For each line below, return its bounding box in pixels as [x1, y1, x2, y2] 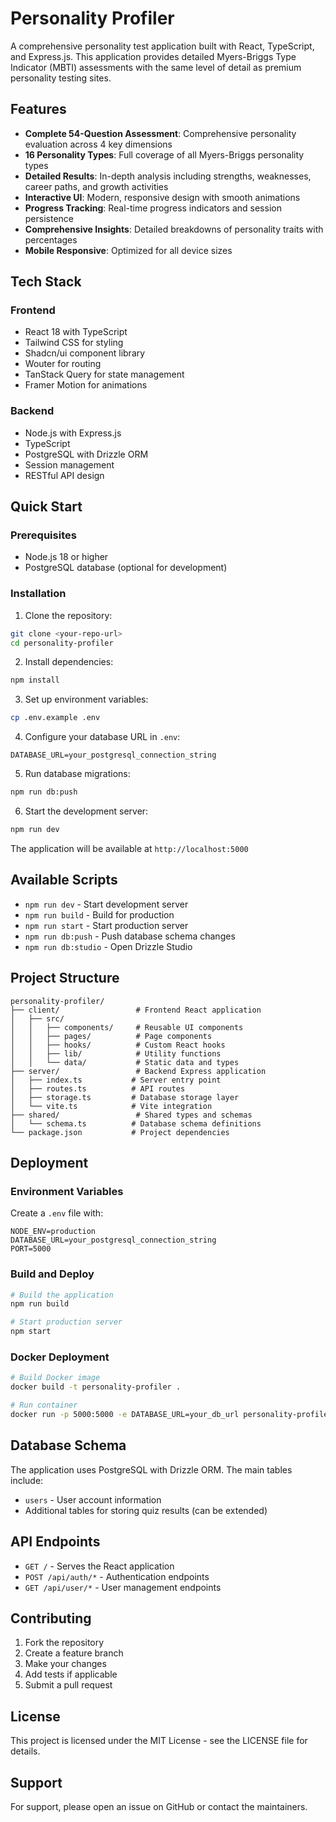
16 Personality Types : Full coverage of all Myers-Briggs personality [24, 148, 305, 161]
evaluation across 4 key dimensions [24, 138, 173, 150]
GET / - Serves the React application [24, 1560, 175, 1572]
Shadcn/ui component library [24, 347, 146, 359]
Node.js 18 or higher [24, 551, 109, 563]
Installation [10, 587, 67, 601]
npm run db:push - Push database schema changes [24, 930, 236, 942]
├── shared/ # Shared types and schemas [10, 1110, 253, 1120]
